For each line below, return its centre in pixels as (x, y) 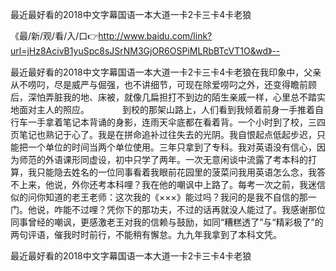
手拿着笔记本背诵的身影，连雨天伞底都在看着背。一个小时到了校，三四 (181, 122)
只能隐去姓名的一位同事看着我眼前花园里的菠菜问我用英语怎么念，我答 (181, 172)
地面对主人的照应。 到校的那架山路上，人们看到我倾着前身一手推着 (162, 109)
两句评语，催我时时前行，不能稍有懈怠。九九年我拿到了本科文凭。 (146, 234)
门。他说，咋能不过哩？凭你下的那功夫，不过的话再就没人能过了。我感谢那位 (168, 209)
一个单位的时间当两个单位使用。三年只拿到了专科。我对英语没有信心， (172, 147)
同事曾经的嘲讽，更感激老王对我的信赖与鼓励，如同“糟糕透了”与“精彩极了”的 (167, 222)
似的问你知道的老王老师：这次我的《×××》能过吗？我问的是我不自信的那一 (163, 197)
